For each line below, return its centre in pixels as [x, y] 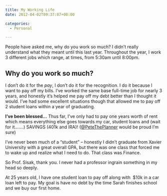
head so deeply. [22, 168]
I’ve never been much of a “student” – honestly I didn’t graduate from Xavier [83, 142]
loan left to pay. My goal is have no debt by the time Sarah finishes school [81, 183]
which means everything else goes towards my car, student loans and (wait [83, 122]
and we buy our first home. [33, 188]
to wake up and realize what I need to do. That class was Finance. [73, 153]
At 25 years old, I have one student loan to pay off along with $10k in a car [82, 177]
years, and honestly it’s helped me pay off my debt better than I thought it [81, 96]
